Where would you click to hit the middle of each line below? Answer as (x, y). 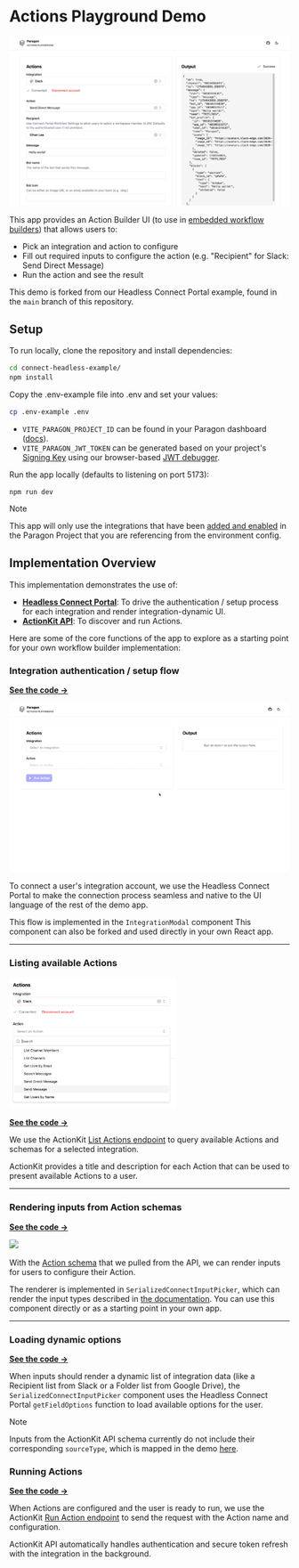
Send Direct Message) (63, 265)
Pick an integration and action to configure (100, 246)
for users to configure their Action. (73, 1271)
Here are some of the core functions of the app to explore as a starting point (149, 638)
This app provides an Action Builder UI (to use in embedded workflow (137, 219)
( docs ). (35, 439)
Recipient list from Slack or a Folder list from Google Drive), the (125, 1385)
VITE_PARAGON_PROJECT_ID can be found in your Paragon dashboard (144, 429)
